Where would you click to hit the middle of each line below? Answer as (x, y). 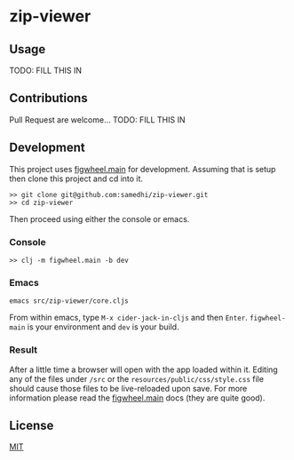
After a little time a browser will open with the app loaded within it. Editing (143, 369)
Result (24, 350)
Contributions (48, 98)
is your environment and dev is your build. (103, 327)
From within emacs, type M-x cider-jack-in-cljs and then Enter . (128, 318)
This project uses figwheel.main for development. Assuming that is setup (143, 169)
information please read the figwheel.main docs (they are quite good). (137, 398)
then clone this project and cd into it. (76, 178)
